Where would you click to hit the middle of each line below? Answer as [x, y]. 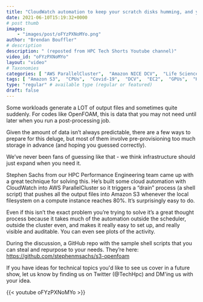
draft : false [23, 91]
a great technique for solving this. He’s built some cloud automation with [96, 181]
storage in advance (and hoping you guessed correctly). [76, 145]
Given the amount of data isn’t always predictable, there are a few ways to [98, 132]
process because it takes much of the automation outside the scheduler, [96, 219]
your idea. [19, 280]
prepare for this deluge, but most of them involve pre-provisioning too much [101, 138]
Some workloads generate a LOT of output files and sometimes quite [92, 108]
